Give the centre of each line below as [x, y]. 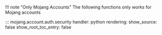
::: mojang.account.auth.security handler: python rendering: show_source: [81, 22]
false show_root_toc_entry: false [38, 27]
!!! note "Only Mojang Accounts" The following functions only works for [79, 7]
